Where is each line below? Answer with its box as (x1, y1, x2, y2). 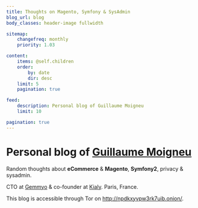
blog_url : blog (6, 14, 45, 20)
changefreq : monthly (17, 37, 69, 43)
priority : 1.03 (17, 42, 55, 48)
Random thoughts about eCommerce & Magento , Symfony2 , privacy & (6, 165, 184, 172)
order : (17, 64, 34, 70)
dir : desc (28, 75, 52, 81)
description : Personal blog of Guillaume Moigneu (17, 103, 144, 109)
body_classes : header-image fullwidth (6, 20, 104, 26)
